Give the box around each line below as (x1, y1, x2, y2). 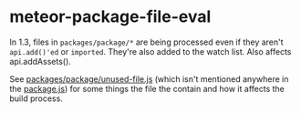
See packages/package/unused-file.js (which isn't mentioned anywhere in (9, 73, 289, 84)
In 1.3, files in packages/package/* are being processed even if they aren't (9, 36, 285, 47)
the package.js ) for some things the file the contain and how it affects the (9, 83, 285, 94)
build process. (9, 93, 64, 104)
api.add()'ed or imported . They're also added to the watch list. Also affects (9, 46, 292, 56)
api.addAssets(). (9, 56, 71, 67)
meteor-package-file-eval (9, 6, 212, 27)
